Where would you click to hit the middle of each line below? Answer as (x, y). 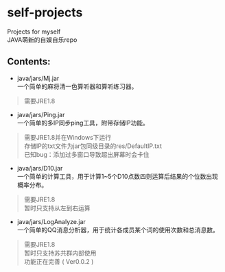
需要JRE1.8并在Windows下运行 (68, 137)
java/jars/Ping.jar (41, 114)
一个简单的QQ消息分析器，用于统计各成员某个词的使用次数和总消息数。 (118, 230)
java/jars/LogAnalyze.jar (51, 221)
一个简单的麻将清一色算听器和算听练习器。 (77, 86)
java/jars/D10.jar (40, 168)
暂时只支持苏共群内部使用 (60, 253)
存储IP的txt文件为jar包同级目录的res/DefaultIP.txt (93, 146)
